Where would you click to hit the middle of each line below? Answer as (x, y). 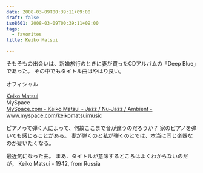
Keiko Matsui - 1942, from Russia (59, 164)
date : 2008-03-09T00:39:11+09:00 (48, 12)
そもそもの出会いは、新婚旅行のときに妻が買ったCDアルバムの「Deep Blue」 (101, 63)
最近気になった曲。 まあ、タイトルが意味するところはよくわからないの (95, 156)
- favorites (27, 35)
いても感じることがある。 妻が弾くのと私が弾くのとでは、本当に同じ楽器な (100, 135)
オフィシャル (22, 84)
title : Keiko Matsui (32, 40)
